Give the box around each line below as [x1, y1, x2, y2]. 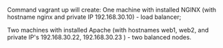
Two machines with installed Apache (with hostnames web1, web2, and [7, 26, 209, 34]
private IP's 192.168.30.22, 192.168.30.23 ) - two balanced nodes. [7, 33, 191, 41]
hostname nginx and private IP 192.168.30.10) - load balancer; [7, 13, 182, 21]
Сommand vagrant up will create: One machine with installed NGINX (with [7, 6, 217, 14]
